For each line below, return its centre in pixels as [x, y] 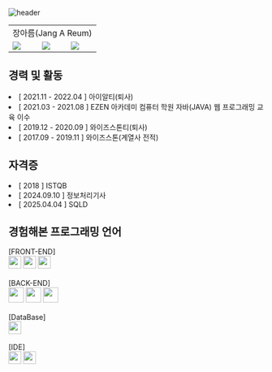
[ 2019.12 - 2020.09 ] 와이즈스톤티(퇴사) [83, 127]
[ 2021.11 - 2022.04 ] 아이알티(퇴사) [76, 97]
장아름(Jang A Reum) [52, 33]
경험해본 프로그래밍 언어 [65, 232]
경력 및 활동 [36, 76]
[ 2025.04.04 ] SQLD [54, 204]
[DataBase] [27, 318]
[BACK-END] [30, 283]
